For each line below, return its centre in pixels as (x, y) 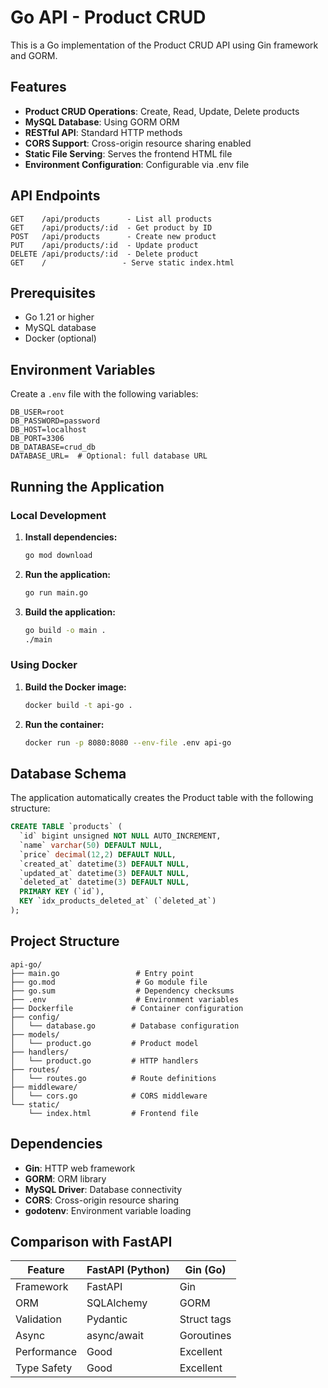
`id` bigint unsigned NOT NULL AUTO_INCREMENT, (120, 836)
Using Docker (44, 665)
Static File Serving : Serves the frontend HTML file (128, 153)
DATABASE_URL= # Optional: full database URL (109, 456)
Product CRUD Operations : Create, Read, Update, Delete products (162, 111)
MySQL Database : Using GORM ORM (102, 122)
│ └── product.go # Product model (104, 1043)
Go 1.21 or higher (59, 317)
